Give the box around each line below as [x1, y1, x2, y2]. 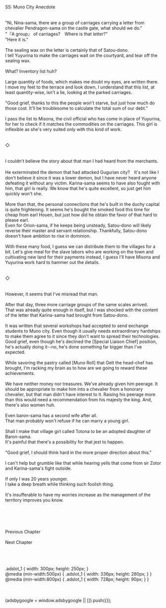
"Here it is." [5, 37, 29, 42]
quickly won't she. [5, 191, 43, 196]
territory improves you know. [5, 497, 64, 503]
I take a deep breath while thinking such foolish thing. [5, 481, 114, 487]
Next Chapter [5, 539, 33, 545]
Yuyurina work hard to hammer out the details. [5, 260, 100, 265]
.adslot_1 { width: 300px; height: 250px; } [5, 566, 89, 572]
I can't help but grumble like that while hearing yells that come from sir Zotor [5, 460, 161, 466]
